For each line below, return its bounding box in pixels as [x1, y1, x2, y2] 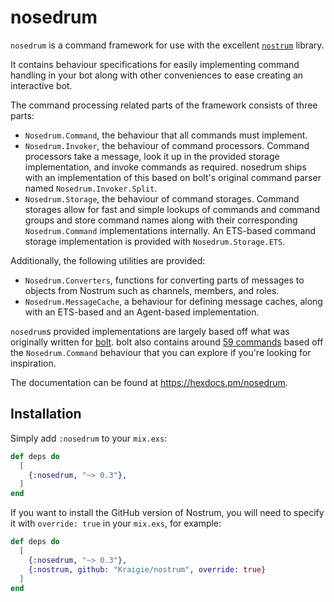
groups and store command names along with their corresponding [24, 214, 298, 226]
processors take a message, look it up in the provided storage [24, 150, 280, 162]
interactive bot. [10, 79, 73, 91]
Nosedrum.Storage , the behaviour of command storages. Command [24, 192, 300, 205]
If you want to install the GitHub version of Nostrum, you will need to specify [10, 507, 325, 519]
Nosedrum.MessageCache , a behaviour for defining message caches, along [24, 295, 323, 307]
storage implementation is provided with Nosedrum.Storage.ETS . [24, 235, 286, 247]
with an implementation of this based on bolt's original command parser [24, 171, 322, 183]
